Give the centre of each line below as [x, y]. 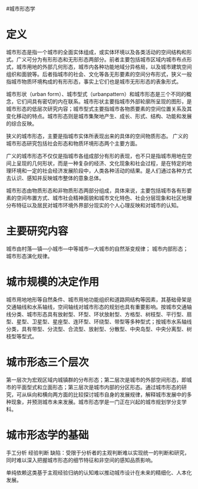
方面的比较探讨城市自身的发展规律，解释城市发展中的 [122, 394]
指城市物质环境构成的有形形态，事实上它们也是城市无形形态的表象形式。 [94, 81]
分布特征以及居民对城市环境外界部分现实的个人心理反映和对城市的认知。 [94, 205]
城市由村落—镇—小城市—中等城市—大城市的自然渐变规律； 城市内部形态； [97, 249]
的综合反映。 [22, 123]
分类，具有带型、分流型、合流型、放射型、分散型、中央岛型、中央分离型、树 [99, 329]
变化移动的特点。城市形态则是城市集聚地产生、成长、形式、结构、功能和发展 [99, 116]
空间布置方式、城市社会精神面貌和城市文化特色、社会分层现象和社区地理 [104, 198]
